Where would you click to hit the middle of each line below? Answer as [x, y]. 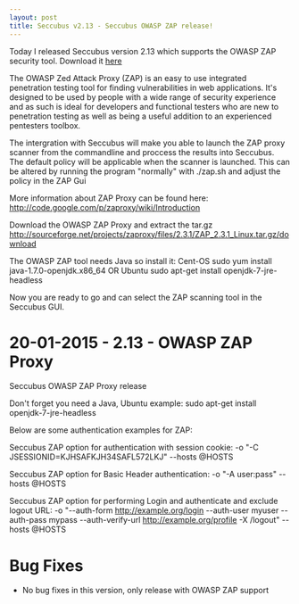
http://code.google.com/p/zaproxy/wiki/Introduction [105, 207]
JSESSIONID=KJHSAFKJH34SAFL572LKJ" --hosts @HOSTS [121, 457]
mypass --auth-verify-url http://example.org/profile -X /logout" [164, 520]
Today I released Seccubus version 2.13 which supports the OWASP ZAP [143, 51]
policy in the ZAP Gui [48, 180]
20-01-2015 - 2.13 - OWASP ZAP [131, 342]
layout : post [33, 17]
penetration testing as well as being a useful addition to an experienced [141, 116]
